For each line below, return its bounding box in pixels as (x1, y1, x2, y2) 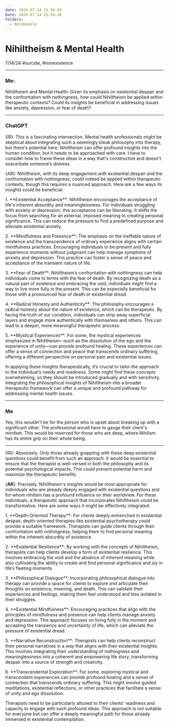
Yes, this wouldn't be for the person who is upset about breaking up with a (5, 419, 159, 425)
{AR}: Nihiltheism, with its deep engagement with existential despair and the (5, 170, 162, 176)
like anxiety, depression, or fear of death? (5, 105, 92, 111)
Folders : (5, 17, 24, 22)
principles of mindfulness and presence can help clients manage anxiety (5, 612, 156, 618)
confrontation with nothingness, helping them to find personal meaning (5, 529, 152, 535)
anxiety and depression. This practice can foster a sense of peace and (5, 254, 152, 260)
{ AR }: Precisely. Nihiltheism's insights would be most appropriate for (5, 481, 147, 487)
